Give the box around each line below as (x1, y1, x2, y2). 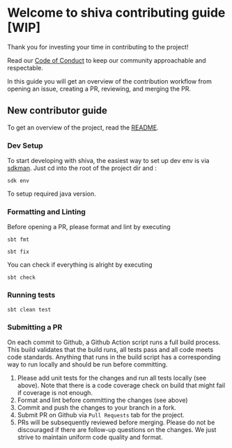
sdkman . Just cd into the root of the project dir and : (7, 164, 157, 172)
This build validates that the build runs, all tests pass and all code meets (7, 345, 214, 353)
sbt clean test (7, 306, 52, 313)
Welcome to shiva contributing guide (7, 5, 226, 21)
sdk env (7, 178, 30, 185)
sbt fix (7, 249, 30, 256)
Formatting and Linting (7, 207, 86, 217)
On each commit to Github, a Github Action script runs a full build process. (7, 338, 221, 346)
